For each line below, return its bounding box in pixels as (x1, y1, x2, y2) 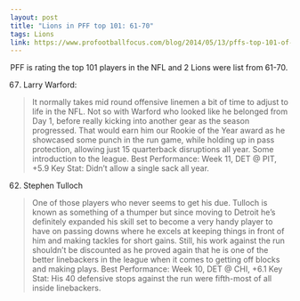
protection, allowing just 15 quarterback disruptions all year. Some (31, 144, 274, 155)
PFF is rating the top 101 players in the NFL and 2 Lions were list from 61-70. (10, 62, 288, 73)
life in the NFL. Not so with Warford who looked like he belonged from (31, 106, 288, 117)
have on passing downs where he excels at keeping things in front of (31, 226, 285, 237)
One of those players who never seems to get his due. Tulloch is (31, 198, 268, 208)
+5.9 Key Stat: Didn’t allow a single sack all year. (31, 163, 210, 174)
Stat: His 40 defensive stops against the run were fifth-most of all (31, 273, 272, 284)
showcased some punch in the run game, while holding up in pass (31, 134, 275, 145)
